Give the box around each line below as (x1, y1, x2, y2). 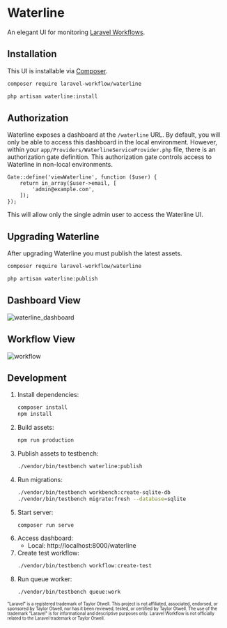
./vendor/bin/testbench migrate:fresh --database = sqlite (17, 495, 187, 502)
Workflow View (7, 334, 75, 345)
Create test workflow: (17, 549, 80, 558)
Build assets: (17, 424, 54, 432)
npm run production (17, 437, 75, 444)
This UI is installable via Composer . (7, 66, 108, 75)
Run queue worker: (17, 575, 72, 583)
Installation (7, 48, 57, 60)
